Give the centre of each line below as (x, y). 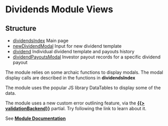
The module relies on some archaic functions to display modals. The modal (84, 72)
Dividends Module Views (59, 9)
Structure (21, 28)
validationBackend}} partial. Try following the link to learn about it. (76, 108)
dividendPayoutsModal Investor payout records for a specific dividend (87, 57)
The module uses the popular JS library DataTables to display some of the (83, 88)
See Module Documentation (35, 118)
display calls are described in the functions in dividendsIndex (70, 78)
